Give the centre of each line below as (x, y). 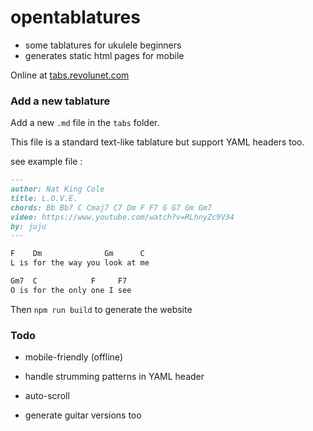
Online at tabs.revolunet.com (70, 75)
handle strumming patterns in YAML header (114, 377)
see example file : (46, 162)
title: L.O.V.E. (44, 198)
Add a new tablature (60, 101)
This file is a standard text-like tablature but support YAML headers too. (157, 142)
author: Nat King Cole (57, 189)
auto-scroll (47, 396)
